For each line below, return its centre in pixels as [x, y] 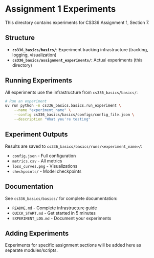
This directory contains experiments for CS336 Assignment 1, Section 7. [77, 22]
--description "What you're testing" [52, 119]
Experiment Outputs [36, 134]
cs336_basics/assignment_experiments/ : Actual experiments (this [77, 60]
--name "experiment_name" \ [42, 110]
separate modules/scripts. [31, 250]
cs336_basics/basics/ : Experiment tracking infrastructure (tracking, [80, 49]
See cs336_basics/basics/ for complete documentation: [61, 198]
